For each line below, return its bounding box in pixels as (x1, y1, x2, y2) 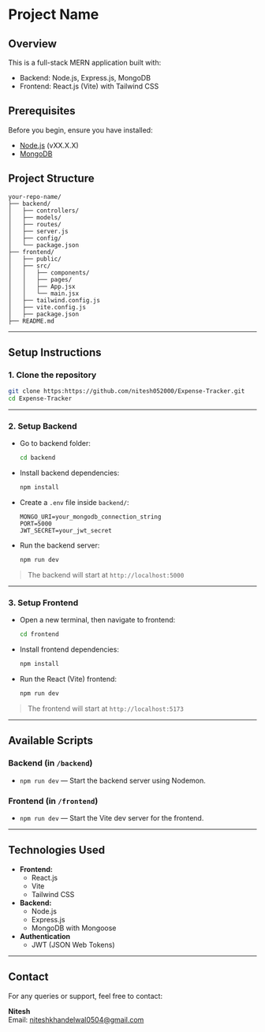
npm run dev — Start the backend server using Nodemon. (19, 776, 207, 785)
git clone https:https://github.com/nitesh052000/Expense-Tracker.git (8, 387, 245, 395)
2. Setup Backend (8, 421, 77, 432)
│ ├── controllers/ (8, 207, 80, 215)
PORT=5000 (19, 520, 53, 528)
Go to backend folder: (19, 439, 91, 448)
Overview (8, 37, 58, 50)
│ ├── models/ (8, 213, 62, 222)
